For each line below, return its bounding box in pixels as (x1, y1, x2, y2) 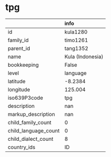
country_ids (8, 143, 35, 150)
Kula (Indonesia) (64, 53, 103, 60)
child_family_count (8, 119, 51, 126)
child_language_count (8, 127, 60, 134)
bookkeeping (8, 61, 39, 68)
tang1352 (64, 45, 88, 52)
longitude (8, 86, 30, 93)
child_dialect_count (8, 135, 53, 142)
